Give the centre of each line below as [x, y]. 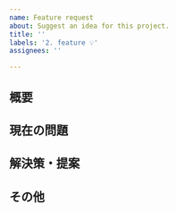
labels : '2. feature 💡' [54, 42]
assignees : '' [36, 51]
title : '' [28, 34]
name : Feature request [51, 17]
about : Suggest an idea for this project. [89, 26]
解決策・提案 [45, 163]
